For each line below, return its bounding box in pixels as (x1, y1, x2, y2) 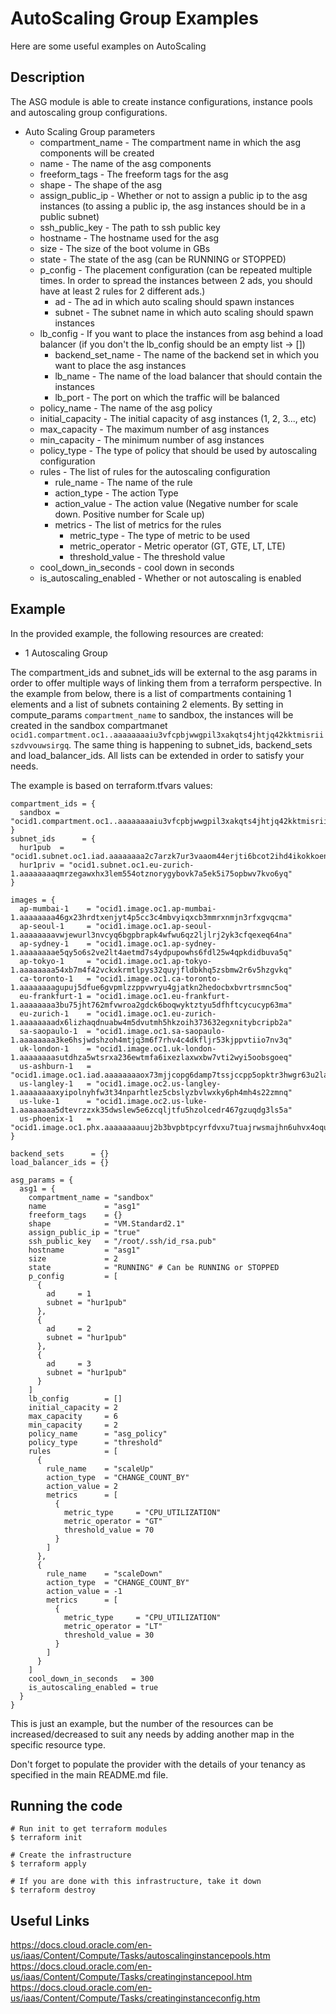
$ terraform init (10, 1833, 83, 1843)
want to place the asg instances (54, 359, 187, 371)
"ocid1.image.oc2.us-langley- (95, 1078, 222, 1089)
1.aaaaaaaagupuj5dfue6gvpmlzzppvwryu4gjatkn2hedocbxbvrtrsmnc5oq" (10, 982, 293, 992)
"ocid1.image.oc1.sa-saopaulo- (95, 1026, 226, 1036)
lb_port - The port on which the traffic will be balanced (54, 391, 280, 403)
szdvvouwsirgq (10, 740, 70, 751)
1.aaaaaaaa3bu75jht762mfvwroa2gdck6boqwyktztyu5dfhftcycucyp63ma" (10, 1000, 293, 1010)
